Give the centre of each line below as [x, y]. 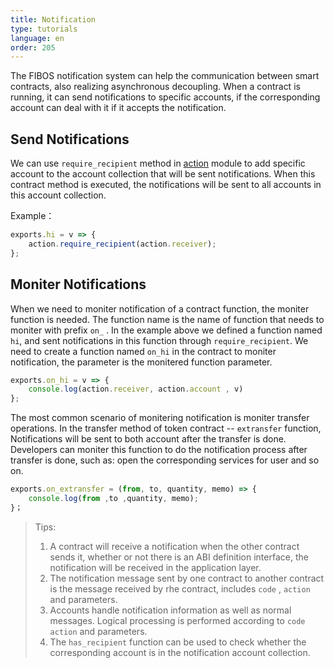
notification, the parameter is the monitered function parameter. [141, 362]
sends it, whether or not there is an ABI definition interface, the [179, 557]
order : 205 [33, 47]
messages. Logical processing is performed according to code [177, 620]
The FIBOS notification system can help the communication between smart [165, 76]
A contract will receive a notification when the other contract [174, 546]
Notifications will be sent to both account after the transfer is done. [148, 439]
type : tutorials [44, 29]
